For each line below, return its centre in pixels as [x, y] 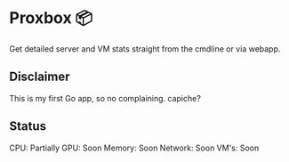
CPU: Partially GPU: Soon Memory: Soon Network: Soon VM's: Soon [134, 148]
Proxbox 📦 [51, 18]
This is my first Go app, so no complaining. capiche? [105, 98]
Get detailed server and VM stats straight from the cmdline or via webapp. [145, 49]
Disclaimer [40, 77]
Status [28, 126]
